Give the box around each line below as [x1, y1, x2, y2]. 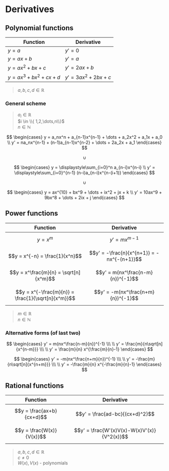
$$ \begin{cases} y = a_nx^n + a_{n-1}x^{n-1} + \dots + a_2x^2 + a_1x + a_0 [7, 134, 162, 140]
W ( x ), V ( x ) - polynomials [17, 460, 68, 466]
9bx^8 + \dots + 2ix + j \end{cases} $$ [44, 194, 125, 200]
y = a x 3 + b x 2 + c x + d [8, 73, 60, 81]
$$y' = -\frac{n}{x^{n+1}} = [89, 249, 155, 256]
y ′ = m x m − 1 [110, 235, 139, 243]
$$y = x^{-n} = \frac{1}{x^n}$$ [8, 252, 82, 259]
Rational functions [5, 381, 64, 390]
